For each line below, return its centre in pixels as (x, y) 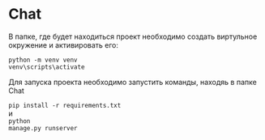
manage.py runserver (43, 128)
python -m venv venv (43, 60)
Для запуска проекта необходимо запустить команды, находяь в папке (132, 82)
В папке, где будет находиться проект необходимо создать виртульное (133, 36)
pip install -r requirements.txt (65, 105)
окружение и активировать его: (64, 45)
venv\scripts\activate (47, 67)
